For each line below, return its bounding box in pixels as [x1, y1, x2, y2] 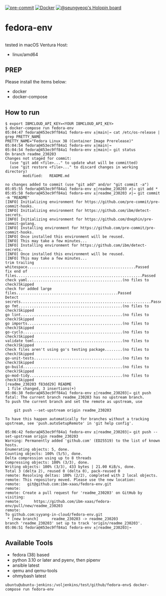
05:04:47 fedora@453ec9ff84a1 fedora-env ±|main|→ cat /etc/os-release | [5, 130, 161, 135]
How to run [5, 108, 40, 117]
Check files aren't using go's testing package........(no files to [5, 347, 149, 352]
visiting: [5, 495, 26, 500]
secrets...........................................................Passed [5, 299, 165, 305]
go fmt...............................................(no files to [5, 304, 149, 309]
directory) [5, 169, 28, 174]
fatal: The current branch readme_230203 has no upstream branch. [5, 395, 145, 400]
